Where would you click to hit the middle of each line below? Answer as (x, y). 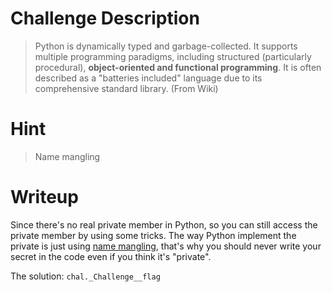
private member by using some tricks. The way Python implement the (153, 235)
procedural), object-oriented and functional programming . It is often (178, 67)
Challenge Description (105, 18)
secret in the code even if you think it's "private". (111, 256)
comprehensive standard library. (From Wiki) (126, 88)
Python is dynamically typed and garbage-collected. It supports (166, 46)
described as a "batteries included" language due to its (148, 78)
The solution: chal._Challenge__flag (85, 276)
